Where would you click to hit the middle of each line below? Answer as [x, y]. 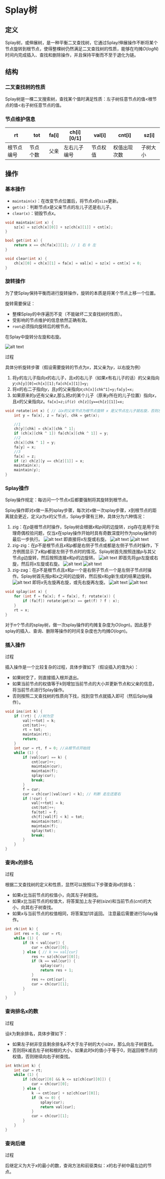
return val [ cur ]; [58, 1107]
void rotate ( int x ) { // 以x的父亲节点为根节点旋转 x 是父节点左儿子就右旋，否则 [82, 411]
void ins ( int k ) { [24, 711]
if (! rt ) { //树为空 [34, 716]
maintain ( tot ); [47, 821]
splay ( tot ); [43, 831]
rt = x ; [22, 610]
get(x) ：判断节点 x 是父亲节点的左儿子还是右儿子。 [63, 207]
